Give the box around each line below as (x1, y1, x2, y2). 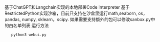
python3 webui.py (11, 32, 47, 37)
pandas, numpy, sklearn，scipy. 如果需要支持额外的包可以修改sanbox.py (4, 17, 151, 22)
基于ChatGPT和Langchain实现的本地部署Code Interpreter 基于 (4, 4, 130, 10)
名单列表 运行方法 (13, 22, 49, 28)
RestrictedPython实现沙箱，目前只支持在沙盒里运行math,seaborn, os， (4, 10, 148, 16)
